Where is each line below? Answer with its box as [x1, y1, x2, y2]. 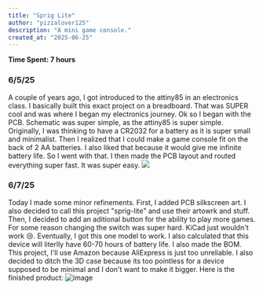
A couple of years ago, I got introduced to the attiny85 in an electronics [8, 92, 239, 102]
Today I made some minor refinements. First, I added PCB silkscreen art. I [8, 197, 247, 207]
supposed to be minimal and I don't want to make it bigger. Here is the [8, 264, 236, 273]
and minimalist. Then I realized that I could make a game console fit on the [8, 134, 249, 144]
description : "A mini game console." [8, 26, 132, 34]
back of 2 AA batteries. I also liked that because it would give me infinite [8, 142, 242, 152]
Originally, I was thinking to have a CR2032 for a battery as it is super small [8, 126, 251, 135]
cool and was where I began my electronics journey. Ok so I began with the [8, 109, 251, 119]
